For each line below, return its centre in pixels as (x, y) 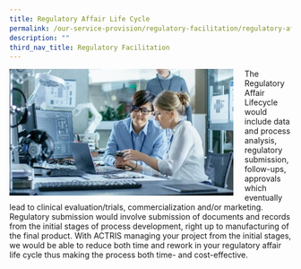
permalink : (30, 28)
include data (267, 122)
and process (268, 131)
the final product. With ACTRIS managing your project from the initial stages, (150, 236)
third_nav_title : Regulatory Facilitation (90, 48)
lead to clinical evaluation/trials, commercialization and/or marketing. (137, 207)
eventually (264, 198)
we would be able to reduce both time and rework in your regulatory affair (146, 246)
